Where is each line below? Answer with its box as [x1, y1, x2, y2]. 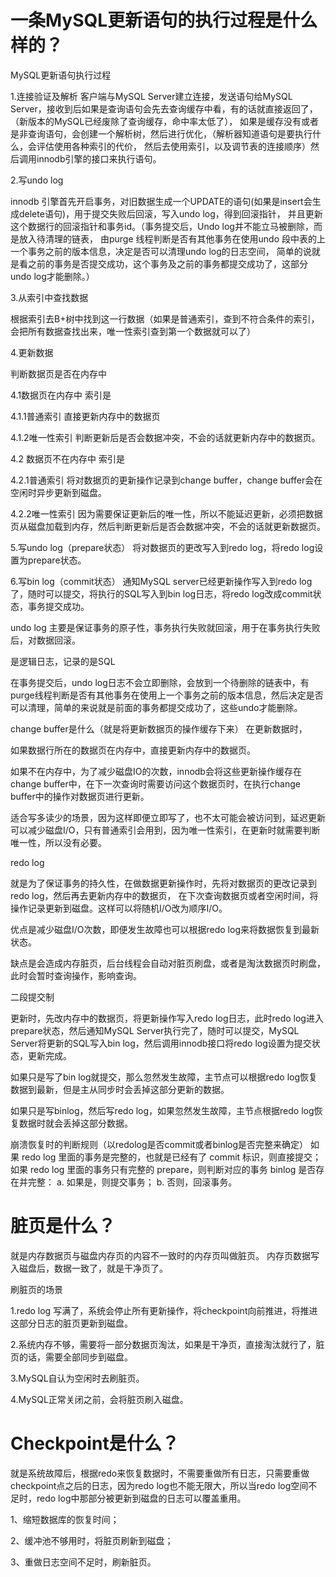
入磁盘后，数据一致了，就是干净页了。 [10, 1262, 168, 1274]
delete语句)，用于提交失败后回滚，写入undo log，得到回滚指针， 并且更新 [18, 207, 323, 220]
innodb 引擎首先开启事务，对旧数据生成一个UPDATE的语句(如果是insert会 [10, 195, 313, 207]
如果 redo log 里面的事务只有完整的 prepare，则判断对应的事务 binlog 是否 [10, 1163, 317, 1175]
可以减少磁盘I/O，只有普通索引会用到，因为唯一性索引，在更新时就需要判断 [10, 824, 321, 836]
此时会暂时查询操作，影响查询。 [10, 969, 142, 981]
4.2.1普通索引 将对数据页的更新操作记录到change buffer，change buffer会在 [10, 474, 323, 486]
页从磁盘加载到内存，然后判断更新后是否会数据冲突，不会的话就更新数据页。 [10, 520, 326, 532]
